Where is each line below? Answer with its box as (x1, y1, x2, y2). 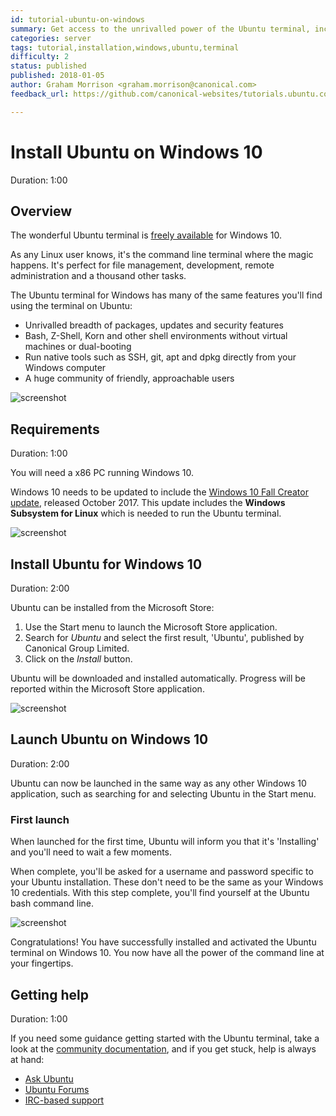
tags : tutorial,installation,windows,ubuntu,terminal (10, 42, 240, 53)
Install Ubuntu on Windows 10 (10, 141, 263, 163)
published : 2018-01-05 (10, 71, 105, 81)
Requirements (10, 421, 100, 438)
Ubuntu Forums (24, 1083, 90, 1095)
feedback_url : (10, 89, 70, 99)
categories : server (10, 33, 92, 43)
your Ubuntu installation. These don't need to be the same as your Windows (10, 876, 324, 888)
